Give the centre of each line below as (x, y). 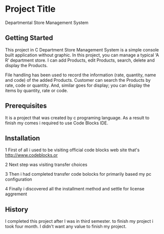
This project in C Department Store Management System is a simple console (82, 49)
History (17, 209)
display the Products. (26, 65)
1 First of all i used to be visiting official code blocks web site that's (72, 150)
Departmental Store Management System (47, 23)
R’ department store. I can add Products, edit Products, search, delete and (80, 60)
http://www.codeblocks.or (31, 155)
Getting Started (29, 38)
